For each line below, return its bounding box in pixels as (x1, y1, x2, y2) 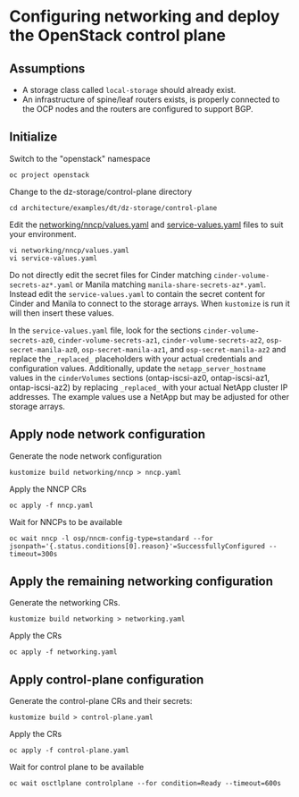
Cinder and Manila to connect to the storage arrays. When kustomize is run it (9, 298, 290, 309)
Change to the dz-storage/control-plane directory (9, 186, 193, 197)
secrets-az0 (9, 335, 54, 345)
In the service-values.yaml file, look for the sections (9, 325, 202, 335)
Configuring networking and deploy (9, 6, 280, 27)
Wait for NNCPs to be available (9, 516, 123, 527)
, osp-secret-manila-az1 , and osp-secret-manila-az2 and (77, 343, 287, 354)
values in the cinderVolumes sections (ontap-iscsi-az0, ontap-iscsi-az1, (9, 372, 270, 383)
